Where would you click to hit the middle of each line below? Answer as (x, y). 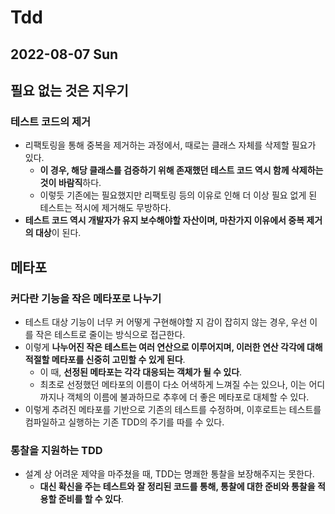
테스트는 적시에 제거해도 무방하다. (105, 208)
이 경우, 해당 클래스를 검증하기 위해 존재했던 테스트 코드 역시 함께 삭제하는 (181, 170)
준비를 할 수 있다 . (91, 499)
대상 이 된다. (58, 233)
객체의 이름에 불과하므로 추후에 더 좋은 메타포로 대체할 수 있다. (188, 397)
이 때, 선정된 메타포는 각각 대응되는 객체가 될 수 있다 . (141, 372)
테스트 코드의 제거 (51, 121)
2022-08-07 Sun (64, 54)
